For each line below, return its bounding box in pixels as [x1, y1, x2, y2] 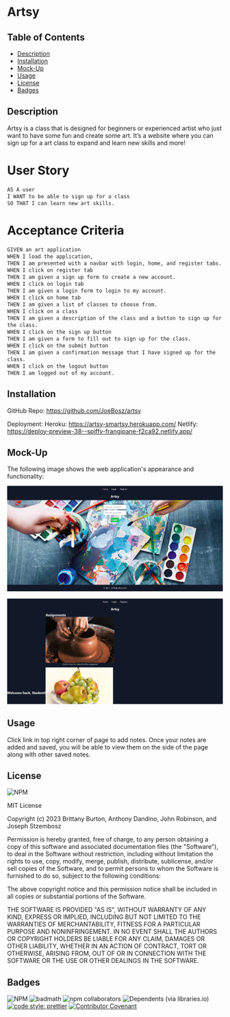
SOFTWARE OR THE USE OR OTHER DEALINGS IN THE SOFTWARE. [7, 957, 199, 965]
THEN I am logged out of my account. [7, 370, 115, 376]
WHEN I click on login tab [7, 280, 84, 287]
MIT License [7, 802, 42, 810]
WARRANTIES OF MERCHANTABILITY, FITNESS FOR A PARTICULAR [7, 920, 201, 929]
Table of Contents [7, 32, 86, 43]
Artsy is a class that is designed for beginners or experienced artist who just [7, 124, 222, 132]
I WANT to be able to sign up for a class [7, 193, 130, 200]
